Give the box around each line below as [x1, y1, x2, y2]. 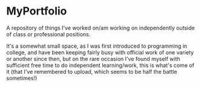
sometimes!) [6, 74, 38, 82]
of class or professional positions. [6, 30, 91, 37]
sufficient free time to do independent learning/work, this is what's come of [6, 62, 195, 69]
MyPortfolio [6, 4, 67, 18]
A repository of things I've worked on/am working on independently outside [6, 24, 195, 31]
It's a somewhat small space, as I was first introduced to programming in [6, 42, 188, 50]
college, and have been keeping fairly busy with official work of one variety [6, 48, 194, 56]
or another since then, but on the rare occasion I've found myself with [6, 55, 180, 62]
